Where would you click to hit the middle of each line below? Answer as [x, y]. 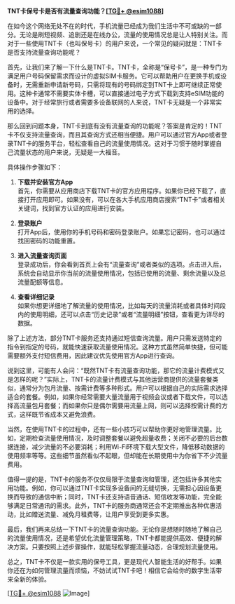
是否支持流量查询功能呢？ [44, 52]
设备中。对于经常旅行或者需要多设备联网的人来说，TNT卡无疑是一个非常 [112, 102]
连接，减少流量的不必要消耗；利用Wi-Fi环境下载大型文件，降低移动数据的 [119, 447]
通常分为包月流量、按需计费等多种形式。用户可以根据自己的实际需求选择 [123, 388]
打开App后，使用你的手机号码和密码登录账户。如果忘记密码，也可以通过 [121, 232]
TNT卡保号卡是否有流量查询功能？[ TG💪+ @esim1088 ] [86, 11]
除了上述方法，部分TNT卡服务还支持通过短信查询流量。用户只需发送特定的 [115, 338]
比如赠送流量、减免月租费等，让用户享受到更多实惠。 [96, 514]
